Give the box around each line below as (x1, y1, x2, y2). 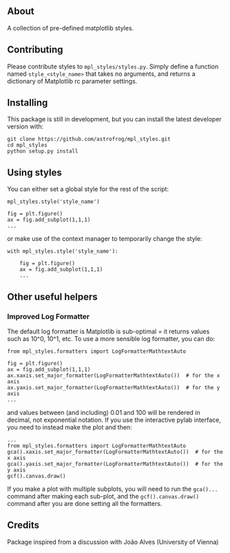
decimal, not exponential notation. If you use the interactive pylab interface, (7, 416, 222, 424)
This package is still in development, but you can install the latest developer (7, 115, 222, 124)
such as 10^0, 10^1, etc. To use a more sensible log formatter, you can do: (7, 334, 216, 342)
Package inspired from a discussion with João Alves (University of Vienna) (7, 538, 219, 546)
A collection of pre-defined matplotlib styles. (7, 23, 134, 32)
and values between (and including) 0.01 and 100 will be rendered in (7, 408, 201, 416)
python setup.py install (7, 148, 79, 155)
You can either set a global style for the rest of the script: (7, 185, 169, 193)
